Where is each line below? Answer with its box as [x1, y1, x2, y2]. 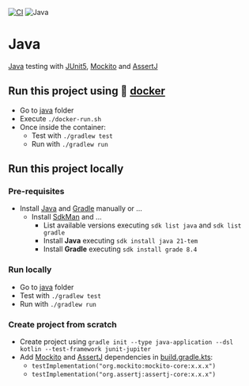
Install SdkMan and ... [31, 212, 102, 222]
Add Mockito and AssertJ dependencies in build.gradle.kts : [19, 353, 213, 362]
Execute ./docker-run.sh [19, 113, 101, 123]
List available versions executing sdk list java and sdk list [43, 220, 242, 230]
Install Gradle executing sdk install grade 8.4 [43, 244, 198, 254]
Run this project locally [8, 162, 124, 176]
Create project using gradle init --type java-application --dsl [19, 337, 234, 346]
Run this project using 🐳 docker [8, 84, 166, 98]
